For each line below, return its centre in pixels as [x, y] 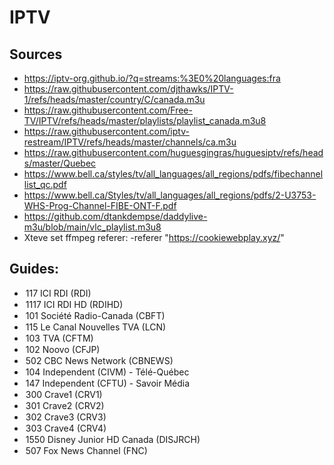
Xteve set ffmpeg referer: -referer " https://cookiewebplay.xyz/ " [154, 237]
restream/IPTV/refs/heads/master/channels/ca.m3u [130, 142]
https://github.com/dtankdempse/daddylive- [115, 216]
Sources [36, 54]
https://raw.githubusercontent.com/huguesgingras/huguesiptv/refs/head [173, 152]
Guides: [34, 269]
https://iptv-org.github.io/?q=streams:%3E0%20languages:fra [152, 78]
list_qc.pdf [45, 184]
